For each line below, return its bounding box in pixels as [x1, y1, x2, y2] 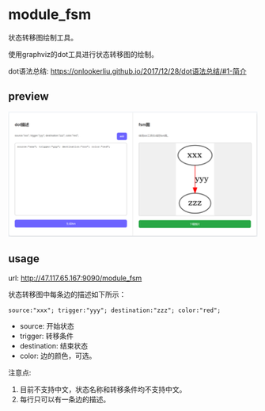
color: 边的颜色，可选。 [19, 351, 97, 360]
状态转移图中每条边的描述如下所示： [8, 289, 127, 299]
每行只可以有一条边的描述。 [19, 394, 111, 404]
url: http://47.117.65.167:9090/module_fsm [8, 273, 142, 283]
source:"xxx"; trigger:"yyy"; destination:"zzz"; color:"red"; [8, 306, 221, 314]
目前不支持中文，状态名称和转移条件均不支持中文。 [19, 384, 187, 394]
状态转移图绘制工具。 [8, 32, 78, 42]
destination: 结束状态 [19, 341, 89, 350]
